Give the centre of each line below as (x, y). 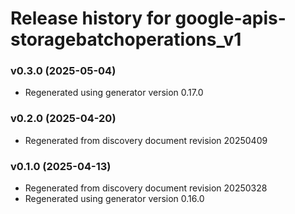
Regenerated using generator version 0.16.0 (114, 199)
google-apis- (230, 18)
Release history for (91, 18)
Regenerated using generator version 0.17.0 (114, 93)
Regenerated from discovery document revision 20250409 (146, 140)
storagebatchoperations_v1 (126, 39)
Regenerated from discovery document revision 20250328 (146, 188)
